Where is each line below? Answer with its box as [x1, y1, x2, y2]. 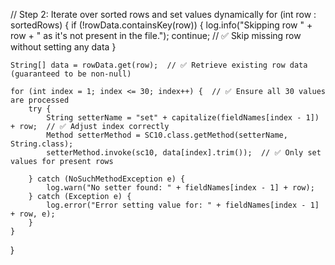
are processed [10, 95, 70, 105]
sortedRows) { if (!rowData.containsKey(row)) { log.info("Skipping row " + [10, 19, 313, 31]
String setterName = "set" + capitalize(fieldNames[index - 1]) [46, 113, 320, 123]
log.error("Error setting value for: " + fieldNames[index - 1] [46, 200, 320, 210]
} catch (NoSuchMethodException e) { [28, 174, 186, 184]
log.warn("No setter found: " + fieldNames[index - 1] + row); [46, 183, 315, 193]
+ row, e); [10, 209, 56, 219]
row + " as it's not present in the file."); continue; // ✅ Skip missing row [10, 30, 302, 41]
